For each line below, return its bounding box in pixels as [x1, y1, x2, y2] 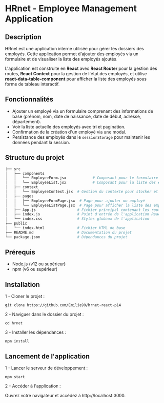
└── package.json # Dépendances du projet [5, 234, 128, 239]
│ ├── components [5, 171, 45, 176]
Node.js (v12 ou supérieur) [12, 261, 66, 267]
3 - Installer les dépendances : [5, 329, 66, 335]
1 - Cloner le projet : [5, 294, 45, 299]
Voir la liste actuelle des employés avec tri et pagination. [12, 124, 125, 129]
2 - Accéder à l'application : [5, 383, 61, 389]
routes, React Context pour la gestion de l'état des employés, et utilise [5, 71, 147, 76]
